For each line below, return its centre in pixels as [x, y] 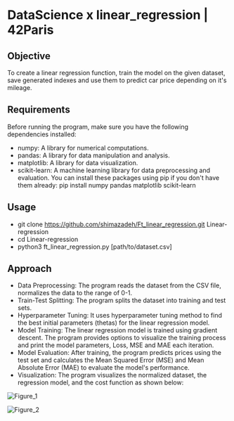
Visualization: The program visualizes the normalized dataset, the [112, 375]
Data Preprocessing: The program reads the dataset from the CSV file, [119, 285]
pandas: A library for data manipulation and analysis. [93, 155]
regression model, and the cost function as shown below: [100, 382]
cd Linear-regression [48, 239]
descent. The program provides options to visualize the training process [122, 338]
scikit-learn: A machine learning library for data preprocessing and [114, 170]
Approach [30, 269]
